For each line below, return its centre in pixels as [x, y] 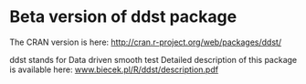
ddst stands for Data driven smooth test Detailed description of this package [153, 59]
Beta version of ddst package [123, 17]
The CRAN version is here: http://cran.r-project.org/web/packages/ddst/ [145, 42]
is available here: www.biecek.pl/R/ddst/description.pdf [114, 69]
